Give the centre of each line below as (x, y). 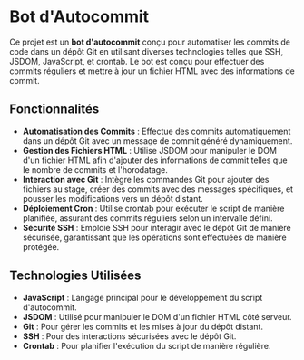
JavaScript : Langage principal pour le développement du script (142, 297)
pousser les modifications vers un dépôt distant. (113, 198)
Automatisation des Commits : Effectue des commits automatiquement (157, 131)
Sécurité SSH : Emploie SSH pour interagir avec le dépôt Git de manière (157, 227)
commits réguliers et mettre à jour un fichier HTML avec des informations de (152, 71)
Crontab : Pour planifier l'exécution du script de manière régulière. (147, 345)
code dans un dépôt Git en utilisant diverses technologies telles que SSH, (147, 51)
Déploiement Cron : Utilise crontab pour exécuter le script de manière (153, 208)
